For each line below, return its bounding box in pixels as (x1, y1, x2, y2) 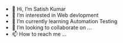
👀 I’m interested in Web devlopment (11, 12, 99, 19)
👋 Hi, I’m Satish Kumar (11, 6, 66, 12)
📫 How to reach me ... (11, 31, 67, 37)
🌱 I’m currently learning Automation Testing (11, 18, 118, 24)
